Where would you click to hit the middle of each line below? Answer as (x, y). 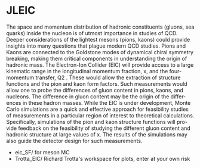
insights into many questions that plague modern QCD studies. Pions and (96, 46)
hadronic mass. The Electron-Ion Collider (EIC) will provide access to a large (100, 65)
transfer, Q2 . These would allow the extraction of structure (108, 77)
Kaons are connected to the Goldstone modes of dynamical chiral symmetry (100, 52)
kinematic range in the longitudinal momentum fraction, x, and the (87, 71)
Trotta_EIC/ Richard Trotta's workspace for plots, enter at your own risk (102, 158)
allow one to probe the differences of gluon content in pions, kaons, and (95, 90)
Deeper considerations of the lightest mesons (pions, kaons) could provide (98, 39)
